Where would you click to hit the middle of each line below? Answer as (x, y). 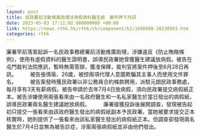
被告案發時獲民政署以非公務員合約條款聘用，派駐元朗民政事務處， (111, 82)
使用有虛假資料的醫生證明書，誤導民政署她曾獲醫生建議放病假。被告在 (106, 59)
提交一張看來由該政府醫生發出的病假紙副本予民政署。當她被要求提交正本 (106, 112)
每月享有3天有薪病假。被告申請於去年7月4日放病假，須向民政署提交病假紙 (98, 89)
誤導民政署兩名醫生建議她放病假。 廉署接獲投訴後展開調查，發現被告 (97, 104)
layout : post (22, 12)
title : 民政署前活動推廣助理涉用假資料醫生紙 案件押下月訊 (71, 17)
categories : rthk (28, 34)
